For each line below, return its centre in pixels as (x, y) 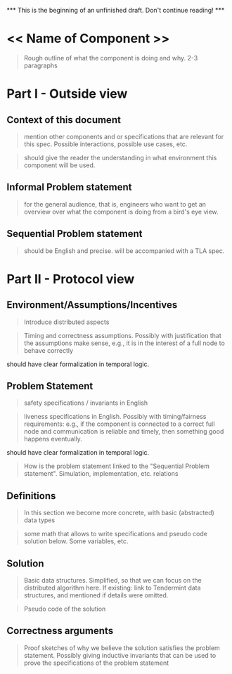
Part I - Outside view (67, 94)
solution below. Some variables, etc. (76, 541)
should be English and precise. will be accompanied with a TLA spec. (124, 251)
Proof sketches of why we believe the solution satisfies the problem (122, 648)
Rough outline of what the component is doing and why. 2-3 (111, 58)
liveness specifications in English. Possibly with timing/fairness (115, 417)
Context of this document (64, 120)
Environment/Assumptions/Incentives (92, 305)
